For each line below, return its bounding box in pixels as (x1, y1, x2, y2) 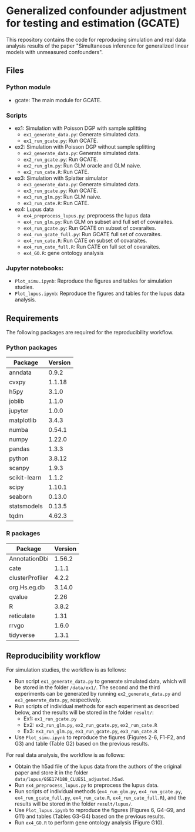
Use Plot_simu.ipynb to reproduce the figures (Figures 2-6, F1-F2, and (14, 734, 186, 741)
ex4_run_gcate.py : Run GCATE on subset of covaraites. (23, 224, 157, 232)
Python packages (6, 343, 58, 351)
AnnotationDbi (9, 554, 49, 562)
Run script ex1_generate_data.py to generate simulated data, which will (14, 677, 187, 685)
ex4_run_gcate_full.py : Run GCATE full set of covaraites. (23, 230, 162, 237)
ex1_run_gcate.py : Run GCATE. (23, 137, 98, 144)
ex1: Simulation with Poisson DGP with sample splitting (14, 125, 147, 132)
